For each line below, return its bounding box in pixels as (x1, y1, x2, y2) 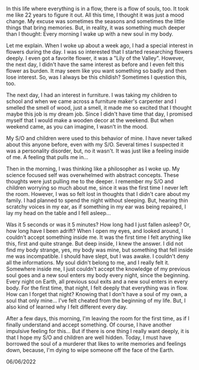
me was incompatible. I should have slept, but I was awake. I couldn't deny (6, 253, 189, 260)
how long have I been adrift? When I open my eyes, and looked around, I (6, 228, 183, 234)
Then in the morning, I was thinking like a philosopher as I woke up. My (6, 165, 180, 172)
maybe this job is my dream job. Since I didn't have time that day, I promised (6, 110, 193, 117)
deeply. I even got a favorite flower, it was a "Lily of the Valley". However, (6, 55, 185, 61)
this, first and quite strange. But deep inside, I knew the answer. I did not (6, 240, 183, 247)
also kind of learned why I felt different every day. (6, 303, 128, 310)
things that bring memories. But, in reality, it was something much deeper (6, 24, 186, 31)
